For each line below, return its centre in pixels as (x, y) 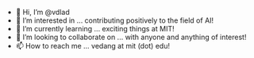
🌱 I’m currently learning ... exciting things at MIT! (95, 29)
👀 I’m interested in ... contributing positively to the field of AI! (115, 20)
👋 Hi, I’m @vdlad (42, 12)
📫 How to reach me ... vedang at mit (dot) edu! (93, 46)
